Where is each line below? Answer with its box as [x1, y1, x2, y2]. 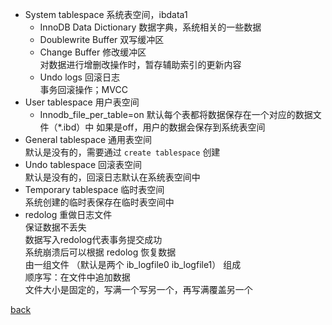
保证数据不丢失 [24, 221, 87, 233]
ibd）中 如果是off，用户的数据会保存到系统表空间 [63, 121, 266, 133]
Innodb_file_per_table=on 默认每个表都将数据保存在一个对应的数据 [39, 109, 313, 120]
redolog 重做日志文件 [24, 209, 113, 220]
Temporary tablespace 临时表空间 [24, 184, 165, 195]
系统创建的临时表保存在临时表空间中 [24, 196, 175, 208]
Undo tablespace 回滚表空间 [24, 159, 143, 170]
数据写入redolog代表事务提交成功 [24, 234, 163, 245]
